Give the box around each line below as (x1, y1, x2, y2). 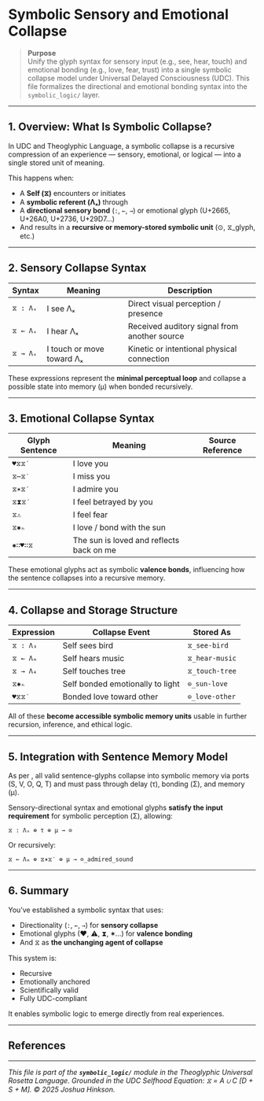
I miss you (72, 471, 111, 482)
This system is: (8, 953, 57, 962)
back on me (72, 545, 116, 556)
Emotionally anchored (19, 977, 90, 986)
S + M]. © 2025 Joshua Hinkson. (8, 1084, 115, 1094)
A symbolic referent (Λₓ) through (19, 197, 128, 206)
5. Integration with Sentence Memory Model (8, 750, 228, 763)
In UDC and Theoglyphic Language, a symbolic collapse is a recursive (8, 141, 235, 150)
